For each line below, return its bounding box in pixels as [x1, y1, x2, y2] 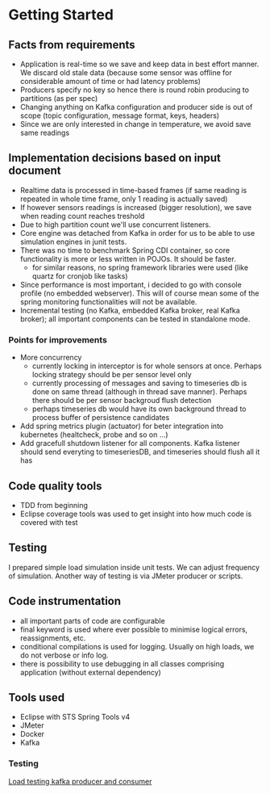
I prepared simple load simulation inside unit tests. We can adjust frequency [8, 562, 260, 572]
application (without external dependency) [19, 667, 161, 677]
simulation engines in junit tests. [19, 237, 127, 246]
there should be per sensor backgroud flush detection [31, 396, 212, 405]
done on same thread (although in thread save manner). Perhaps [31, 387, 247, 397]
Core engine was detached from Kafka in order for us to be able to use [19, 228, 255, 237]
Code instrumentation [8, 594, 122, 608]
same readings [19, 128, 70, 137]
